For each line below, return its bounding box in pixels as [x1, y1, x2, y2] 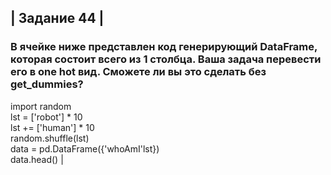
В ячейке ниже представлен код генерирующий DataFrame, [10, 40, 318, 54]
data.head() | [10, 153, 64, 165]
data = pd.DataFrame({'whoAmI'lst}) [10, 142, 160, 155]
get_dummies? [10, 77, 84, 91]
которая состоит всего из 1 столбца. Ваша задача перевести [10, 52, 322, 66]
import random [10, 100, 72, 112]
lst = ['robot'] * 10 [10, 111, 83, 123]
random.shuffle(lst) [10, 132, 90, 144]
